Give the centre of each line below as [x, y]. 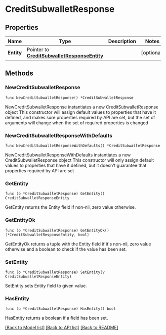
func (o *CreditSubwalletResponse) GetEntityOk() [57, 230]
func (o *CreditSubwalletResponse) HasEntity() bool [61, 309]
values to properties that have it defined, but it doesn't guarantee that [76, 165]
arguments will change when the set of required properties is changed [77, 123]
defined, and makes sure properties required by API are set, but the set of [80, 117]
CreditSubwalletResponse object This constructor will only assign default [80, 160]
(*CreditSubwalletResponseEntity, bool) [47, 235]
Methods [19, 73]
